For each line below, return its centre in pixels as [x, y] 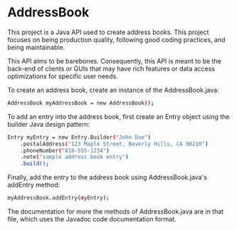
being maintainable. [36, 47]
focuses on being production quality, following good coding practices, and [116, 39]
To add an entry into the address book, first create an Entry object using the [118, 116]
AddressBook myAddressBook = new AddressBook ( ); [81, 103]
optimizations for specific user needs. [63, 76]
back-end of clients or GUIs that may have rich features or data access [111, 68]
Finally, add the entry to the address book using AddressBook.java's [107, 177]
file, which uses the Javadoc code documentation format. [92, 219]
